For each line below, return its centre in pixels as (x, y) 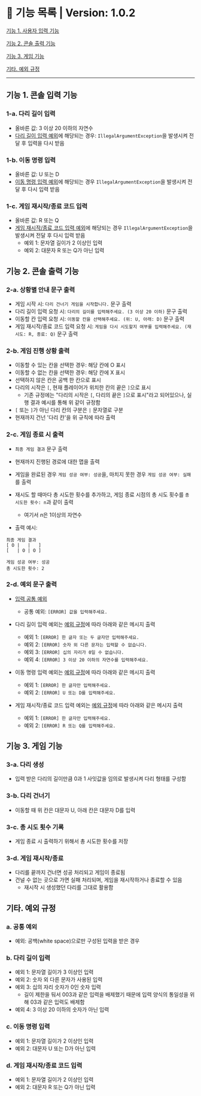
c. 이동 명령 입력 (28, 1026)
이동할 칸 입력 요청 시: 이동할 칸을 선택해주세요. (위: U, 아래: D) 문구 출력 (100, 318)
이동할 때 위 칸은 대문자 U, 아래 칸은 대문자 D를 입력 (75, 810)
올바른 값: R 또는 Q (37, 221)
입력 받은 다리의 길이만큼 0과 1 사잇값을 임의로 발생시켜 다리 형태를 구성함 (100, 779)
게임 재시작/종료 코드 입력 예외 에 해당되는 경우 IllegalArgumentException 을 (104, 228)
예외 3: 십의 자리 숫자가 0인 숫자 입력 (58, 987)
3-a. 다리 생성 (25, 764)
